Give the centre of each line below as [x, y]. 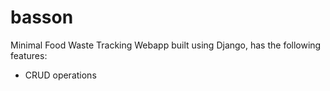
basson [42, 17]
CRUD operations [60, 75]
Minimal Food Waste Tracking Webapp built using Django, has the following [166, 45]
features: [29, 55]
